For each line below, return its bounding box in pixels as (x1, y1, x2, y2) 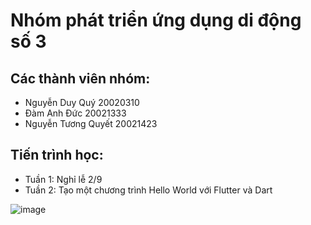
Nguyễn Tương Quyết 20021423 (24, 118, 158, 129)
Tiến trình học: (10, 147, 104, 164)
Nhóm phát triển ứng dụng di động (10, 9, 302, 32)
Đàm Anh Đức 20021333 (24, 107, 127, 119)
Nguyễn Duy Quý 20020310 (24, 97, 140, 108)
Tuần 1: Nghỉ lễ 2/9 (24, 173, 103, 185)
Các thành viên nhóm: (10, 70, 151, 87)
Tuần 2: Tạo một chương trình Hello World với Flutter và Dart (24, 184, 273, 196)
